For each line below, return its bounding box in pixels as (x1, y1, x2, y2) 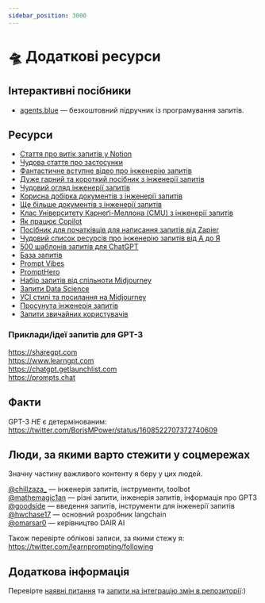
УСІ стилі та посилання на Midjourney (19, 293, 147, 302)
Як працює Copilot (19, 217, 83, 226)
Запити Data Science (19, 284, 90, 294)
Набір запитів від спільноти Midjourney (19, 275, 152, 286)
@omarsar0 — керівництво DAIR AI (8, 518, 125, 528)
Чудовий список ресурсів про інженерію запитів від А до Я (19, 233, 221, 243)
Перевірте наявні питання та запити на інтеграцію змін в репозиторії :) (8, 586, 246, 596)
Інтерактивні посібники (8, 84, 132, 98)
